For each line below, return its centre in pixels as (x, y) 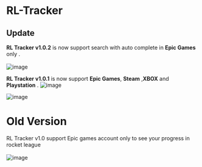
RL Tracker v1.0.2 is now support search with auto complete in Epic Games (101, 47)
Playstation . (23, 85)
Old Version (37, 121)
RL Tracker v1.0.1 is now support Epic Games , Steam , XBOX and (88, 79)
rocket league (24, 145)
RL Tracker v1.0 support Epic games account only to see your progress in (98, 138)
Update (21, 33)
